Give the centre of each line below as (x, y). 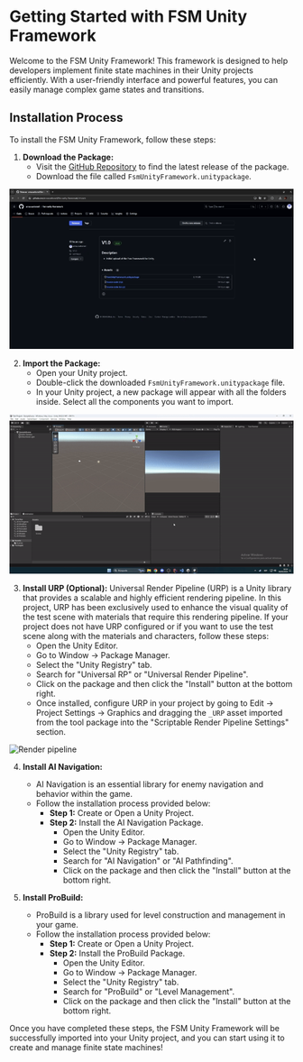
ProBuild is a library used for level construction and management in (161, 915)
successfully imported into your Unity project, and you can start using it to (147, 1038)
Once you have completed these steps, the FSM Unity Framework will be (144, 1028)
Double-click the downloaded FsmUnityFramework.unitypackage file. (161, 382)
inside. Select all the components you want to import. (135, 401)
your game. (57, 924)
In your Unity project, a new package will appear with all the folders (161, 392)
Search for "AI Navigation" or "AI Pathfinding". (148, 861)
